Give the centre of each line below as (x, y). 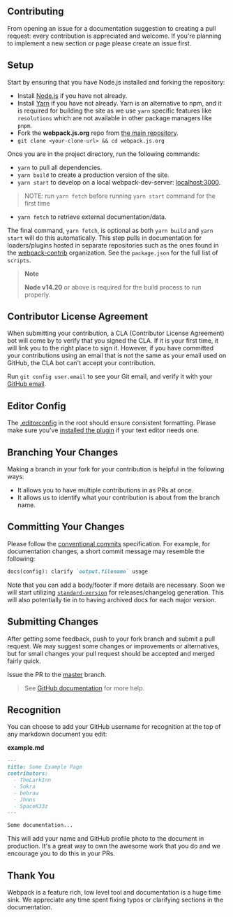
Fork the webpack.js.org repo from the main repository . (98, 133)
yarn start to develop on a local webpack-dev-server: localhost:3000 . (119, 182)
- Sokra (25, 786)
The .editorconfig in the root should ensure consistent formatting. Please (112, 423)
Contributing (36, 12)
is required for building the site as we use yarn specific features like (114, 111)
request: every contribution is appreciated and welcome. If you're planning (114, 36)
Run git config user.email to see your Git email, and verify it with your (110, 376)
